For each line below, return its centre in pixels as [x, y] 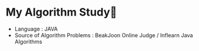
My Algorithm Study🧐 [61, 12]
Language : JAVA [36, 29]
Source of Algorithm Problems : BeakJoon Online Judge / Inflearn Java [104, 35]
